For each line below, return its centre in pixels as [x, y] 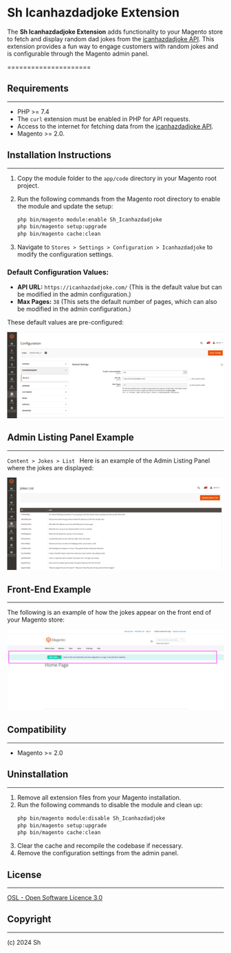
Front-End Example [49, 589]
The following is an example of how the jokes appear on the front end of [109, 612]
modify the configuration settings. [65, 254]
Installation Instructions [59, 155]
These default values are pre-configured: [65, 322]
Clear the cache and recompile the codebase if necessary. [100, 846]
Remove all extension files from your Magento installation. [99, 797]
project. [28, 185]
